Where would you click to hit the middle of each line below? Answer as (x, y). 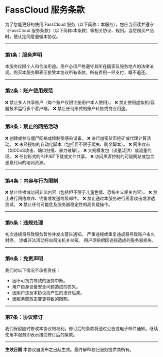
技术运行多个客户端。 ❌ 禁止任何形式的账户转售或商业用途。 (69, 108)
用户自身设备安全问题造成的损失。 (46, 287)
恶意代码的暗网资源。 (26, 162)
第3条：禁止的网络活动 (32, 127)
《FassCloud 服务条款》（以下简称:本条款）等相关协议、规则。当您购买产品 (80, 30)
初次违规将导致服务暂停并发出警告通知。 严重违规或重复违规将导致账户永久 (80, 234)
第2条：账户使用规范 (29, 91)
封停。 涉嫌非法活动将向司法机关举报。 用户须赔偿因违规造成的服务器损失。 (81, 240)
